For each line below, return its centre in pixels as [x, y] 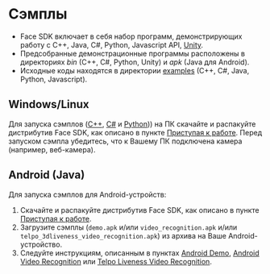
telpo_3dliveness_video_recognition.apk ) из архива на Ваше [123, 235]
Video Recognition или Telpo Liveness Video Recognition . [116, 261]
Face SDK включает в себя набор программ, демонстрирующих [131, 36]
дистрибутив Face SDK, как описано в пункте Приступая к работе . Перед [135, 132]
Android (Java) [47, 175]
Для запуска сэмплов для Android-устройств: [87, 194]
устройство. [41, 244]
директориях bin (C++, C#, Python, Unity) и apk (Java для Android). [135, 62]
